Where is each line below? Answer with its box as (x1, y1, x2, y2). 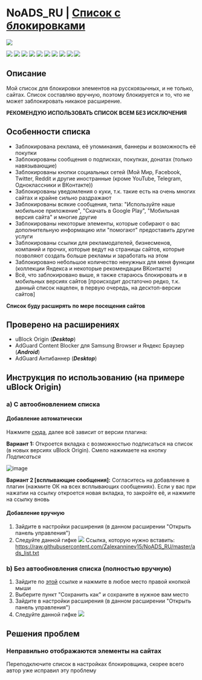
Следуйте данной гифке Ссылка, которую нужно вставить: (15, 537, 175, 544)
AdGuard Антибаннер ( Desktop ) (15, 355, 97, 362)
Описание (6, 68, 47, 79)
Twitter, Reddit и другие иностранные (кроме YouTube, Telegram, (15, 175, 183, 182)
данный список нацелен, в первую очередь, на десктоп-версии (15, 284, 181, 291)
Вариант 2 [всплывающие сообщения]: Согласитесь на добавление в (6, 476, 190, 484)
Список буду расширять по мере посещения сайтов (6, 302, 146, 309)
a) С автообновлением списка (6, 400, 100, 408)
